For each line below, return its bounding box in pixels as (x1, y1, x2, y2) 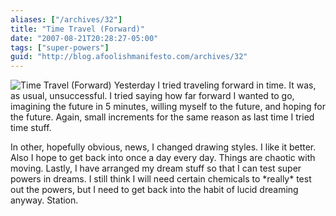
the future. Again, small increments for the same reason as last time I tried (10, 111, 315, 123)
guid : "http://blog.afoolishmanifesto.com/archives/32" (10, 52, 248, 62)
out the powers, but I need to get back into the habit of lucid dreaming (10, 184, 299, 196)
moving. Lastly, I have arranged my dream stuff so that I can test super (10, 162, 302, 175)
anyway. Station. (10, 194, 79, 206)
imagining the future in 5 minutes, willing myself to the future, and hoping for (10, 101, 326, 113)
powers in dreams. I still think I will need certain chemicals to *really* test (10, 173, 312, 185)
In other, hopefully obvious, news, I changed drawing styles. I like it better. (10, 141, 317, 153)
